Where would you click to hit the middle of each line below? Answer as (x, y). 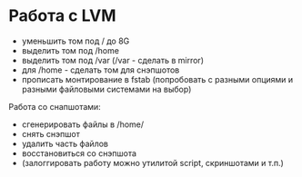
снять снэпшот (51, 133)
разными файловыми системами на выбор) (106, 89)
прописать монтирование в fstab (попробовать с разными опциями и (157, 79)
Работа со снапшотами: (55, 106)
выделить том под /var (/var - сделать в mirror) (113, 60)
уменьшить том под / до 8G (75, 41)
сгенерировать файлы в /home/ (83, 124)
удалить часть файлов (65, 143)
